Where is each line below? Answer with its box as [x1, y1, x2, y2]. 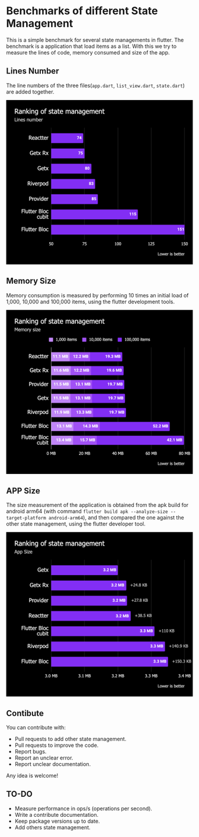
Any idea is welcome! [6, 772, 58, 780]
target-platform [6, 515, 46, 521]
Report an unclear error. [14, 754, 73, 762]
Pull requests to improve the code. [14, 742, 99, 749]
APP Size [6, 486, 40, 496]
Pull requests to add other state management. [14, 736, 127, 743]
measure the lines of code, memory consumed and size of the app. [6, 49, 170, 56]
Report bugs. [14, 748, 47, 755]
